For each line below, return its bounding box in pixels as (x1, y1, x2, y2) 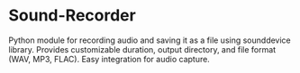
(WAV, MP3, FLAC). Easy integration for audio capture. (8, 53, 211, 64)
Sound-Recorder (8, 5, 136, 26)
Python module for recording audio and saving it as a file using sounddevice (8, 35, 292, 45)
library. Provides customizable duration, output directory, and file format (8, 44, 277, 54)
